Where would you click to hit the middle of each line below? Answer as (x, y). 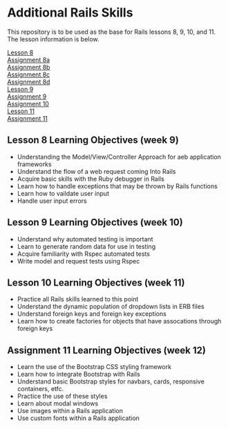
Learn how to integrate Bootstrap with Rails (78, 375)
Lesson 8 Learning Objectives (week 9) (93, 140)
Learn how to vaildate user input (63, 193)
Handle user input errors (52, 201)
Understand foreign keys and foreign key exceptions (92, 314)
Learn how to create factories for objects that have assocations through (119, 321)
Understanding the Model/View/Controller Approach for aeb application (119, 157)
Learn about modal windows (58, 403)
